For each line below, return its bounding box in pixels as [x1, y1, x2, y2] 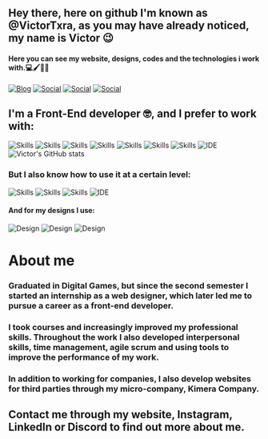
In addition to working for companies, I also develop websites [8, 373, 252, 384]
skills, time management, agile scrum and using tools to [8, 341, 230, 352]
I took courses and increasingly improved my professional [8, 321, 238, 332]
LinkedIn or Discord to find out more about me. [8, 421, 246, 434]
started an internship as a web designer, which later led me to [8, 290, 253, 301]
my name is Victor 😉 [8, 31, 114, 45]
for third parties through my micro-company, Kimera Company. [8, 383, 260, 394]
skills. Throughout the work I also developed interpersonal [8, 332, 240, 343]
